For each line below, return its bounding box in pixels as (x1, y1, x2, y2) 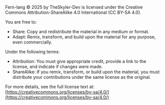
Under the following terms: (5, 49, 60, 54)
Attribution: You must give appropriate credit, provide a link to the (12, 58, 147, 64)
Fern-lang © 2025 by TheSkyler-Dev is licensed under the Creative (5, 4, 143, 10)
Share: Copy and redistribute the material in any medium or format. (12, 29, 150, 34)
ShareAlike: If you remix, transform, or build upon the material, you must (12, 69, 160, 75)
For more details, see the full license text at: (5, 84, 95, 90)
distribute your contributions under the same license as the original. (12, 74, 151, 80)
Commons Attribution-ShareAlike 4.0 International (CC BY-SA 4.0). (5, 9, 142, 15)
